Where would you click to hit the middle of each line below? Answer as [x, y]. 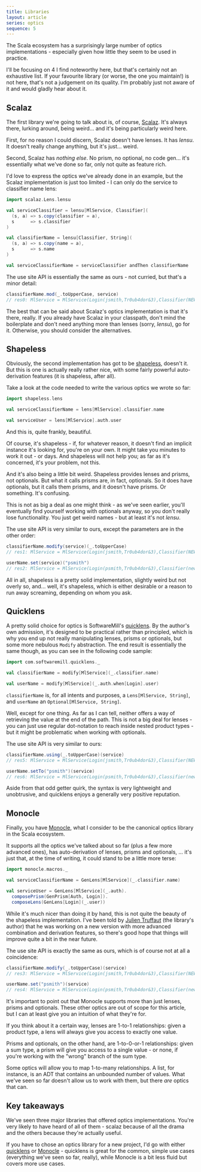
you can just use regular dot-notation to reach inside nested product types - [100, 725]
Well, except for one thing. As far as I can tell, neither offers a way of [91, 713]
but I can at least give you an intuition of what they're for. [76, 1014]
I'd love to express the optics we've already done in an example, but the [95, 176]
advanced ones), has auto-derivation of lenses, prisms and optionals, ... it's [99, 852]
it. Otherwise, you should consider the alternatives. [69, 330]
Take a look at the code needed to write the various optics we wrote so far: [99, 388]
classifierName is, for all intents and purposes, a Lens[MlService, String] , [98, 695]
